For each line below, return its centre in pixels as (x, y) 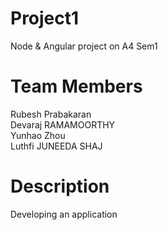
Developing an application (64, 214)
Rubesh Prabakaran (51, 114)
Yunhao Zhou (38, 135)
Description (60, 186)
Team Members (76, 86)
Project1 (45, 18)
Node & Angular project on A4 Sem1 (84, 46)
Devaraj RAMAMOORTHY (63, 124)
